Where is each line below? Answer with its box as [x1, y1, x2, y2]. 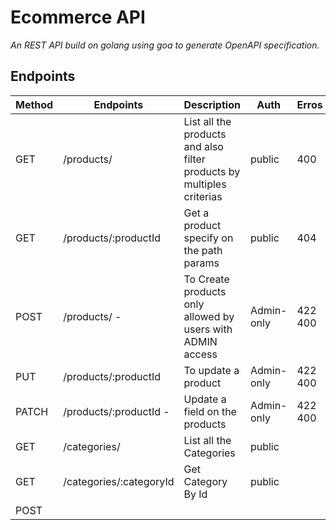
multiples [183, 177, 227, 191]
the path [183, 243, 223, 257]
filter [183, 152, 206, 166]
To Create [183, 272, 230, 286]
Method [15, 97, 54, 111]
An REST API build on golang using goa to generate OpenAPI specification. [10, 39, 320, 51]
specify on [183, 231, 234, 245]
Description [183, 97, 241, 111]
